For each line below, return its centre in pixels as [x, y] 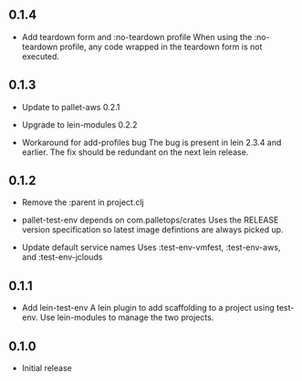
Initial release [47, 368]
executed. [41, 56]
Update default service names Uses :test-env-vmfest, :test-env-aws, [151, 247]
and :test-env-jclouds [62, 257]
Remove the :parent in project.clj [83, 202]
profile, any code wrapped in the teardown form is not [161, 46]
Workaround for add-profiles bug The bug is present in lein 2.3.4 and [151, 142]
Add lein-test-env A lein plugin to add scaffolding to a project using [148, 308]
